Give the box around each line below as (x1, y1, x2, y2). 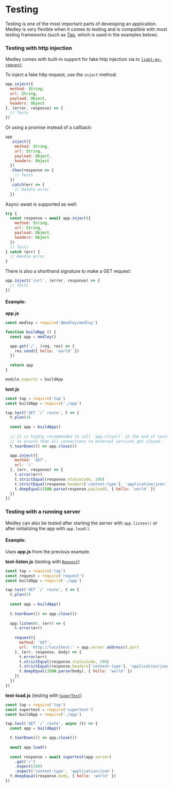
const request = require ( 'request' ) (5, 573, 84, 579)
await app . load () (10, 745, 47, 750)
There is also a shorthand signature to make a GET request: (5, 268, 131, 274)
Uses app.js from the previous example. (5, 548, 91, 554)
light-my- (141, 57, 162, 62)
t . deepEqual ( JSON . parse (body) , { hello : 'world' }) (19, 669, 132, 674)
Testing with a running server (5, 508, 81, 515)
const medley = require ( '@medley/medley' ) (5, 320, 98, 325)
